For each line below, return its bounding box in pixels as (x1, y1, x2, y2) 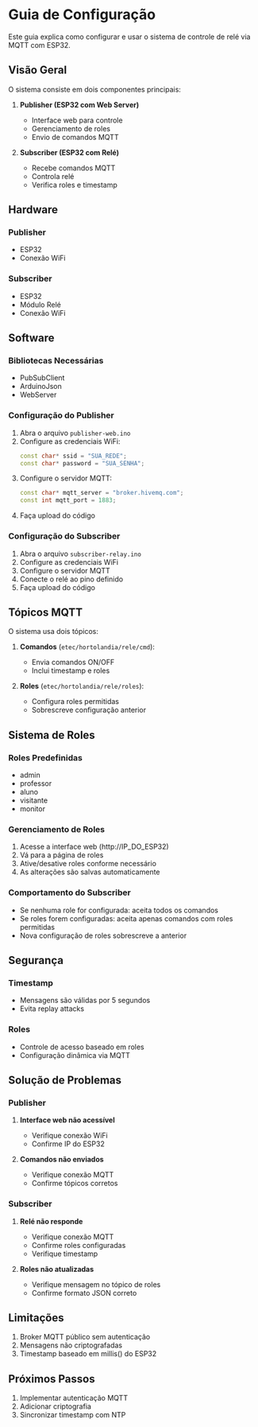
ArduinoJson (19, 382, 62, 391)
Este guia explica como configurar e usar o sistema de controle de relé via (8, 32, 251, 41)
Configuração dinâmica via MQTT (19, 1050, 131, 1060)
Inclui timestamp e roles (31, 666, 110, 675)
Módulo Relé (19, 300, 61, 309)
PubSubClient (19, 373, 65, 383)
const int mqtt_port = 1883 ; (19, 496, 117, 504)
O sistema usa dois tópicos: (8, 627, 99, 636)
